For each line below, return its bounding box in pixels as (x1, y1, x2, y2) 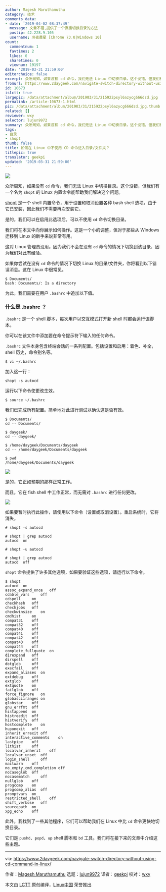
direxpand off (5, 653, 39, 658)
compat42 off (5, 635, 39, 640)
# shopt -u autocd (5, 547, 43, 552)
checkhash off (5, 601, 39, 606)
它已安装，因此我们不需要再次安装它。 (5, 206, 83, 212)
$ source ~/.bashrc (5, 397, 45, 402)
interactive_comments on (5, 735, 63, 740)
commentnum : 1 (9, 44, 39, 49)
